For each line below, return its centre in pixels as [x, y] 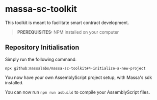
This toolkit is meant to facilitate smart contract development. [67, 23]
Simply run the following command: [41, 59]
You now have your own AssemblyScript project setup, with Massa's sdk [78, 77]
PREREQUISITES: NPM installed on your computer [68, 32]
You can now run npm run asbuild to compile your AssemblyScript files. [78, 92]
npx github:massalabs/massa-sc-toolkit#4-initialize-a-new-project [76, 68]
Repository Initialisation [42, 48]
